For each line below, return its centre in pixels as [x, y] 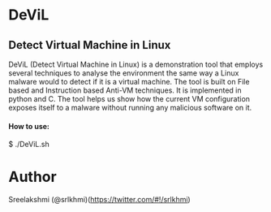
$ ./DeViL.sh [29, 145]
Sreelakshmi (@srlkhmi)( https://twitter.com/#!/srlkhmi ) [99, 200]
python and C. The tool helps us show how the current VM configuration [129, 99]
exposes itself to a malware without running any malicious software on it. [130, 108]
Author [32, 177]
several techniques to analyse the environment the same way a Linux [124, 73]
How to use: [29, 126]
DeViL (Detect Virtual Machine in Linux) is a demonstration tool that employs [136, 64]
